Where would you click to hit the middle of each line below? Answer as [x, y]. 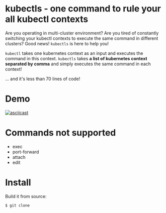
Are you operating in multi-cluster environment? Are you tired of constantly [82, 33]
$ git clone [17, 205]
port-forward [26, 152]
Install [18, 183]
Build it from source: [26, 196]
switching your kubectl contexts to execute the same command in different [82, 38]
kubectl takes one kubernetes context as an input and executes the [74, 53]
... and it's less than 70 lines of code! [43, 79]
